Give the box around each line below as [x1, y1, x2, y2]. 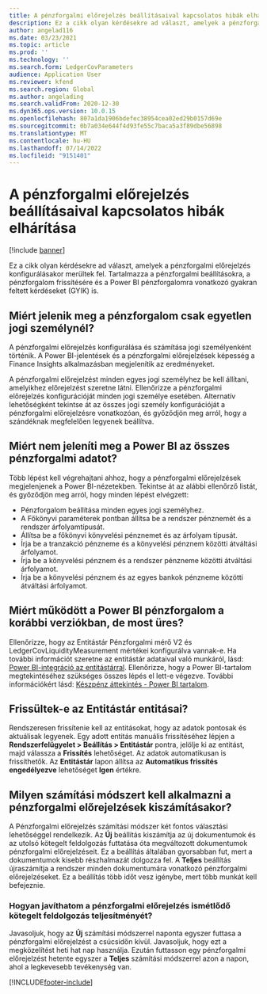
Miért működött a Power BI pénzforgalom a [9, 604, 225, 618]
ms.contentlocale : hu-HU [9, 136, 91, 145]
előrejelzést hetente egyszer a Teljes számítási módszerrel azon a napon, [9, 954, 249, 963]
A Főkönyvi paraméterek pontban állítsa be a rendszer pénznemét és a [20, 513, 252, 523]
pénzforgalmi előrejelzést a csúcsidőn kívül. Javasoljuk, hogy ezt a [9, 936, 227, 946]
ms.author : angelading [9, 93, 84, 101]
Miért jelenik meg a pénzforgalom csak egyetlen [9, 309, 252, 322]
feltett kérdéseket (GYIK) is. [9, 286, 99, 295]
